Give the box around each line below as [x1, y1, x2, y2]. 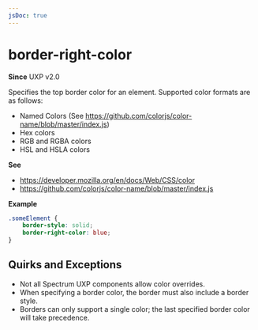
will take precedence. [19, 313, 90, 322]
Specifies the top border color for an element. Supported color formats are [8, 87, 251, 97]
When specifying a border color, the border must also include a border [19, 287, 249, 297]
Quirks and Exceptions [8, 258, 122, 271]
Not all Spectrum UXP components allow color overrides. [19, 279, 205, 289]
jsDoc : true [8, 11, 47, 20]
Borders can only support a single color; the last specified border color [19, 304, 250, 313]
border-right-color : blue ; [22, 229, 111, 237]
